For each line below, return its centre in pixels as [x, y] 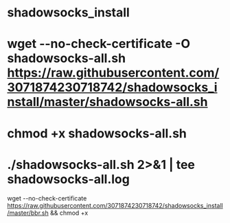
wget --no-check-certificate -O [99, 44]
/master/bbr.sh [28, 213]
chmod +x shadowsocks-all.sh [97, 133]
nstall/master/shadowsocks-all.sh [107, 102]
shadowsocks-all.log [69, 179]
